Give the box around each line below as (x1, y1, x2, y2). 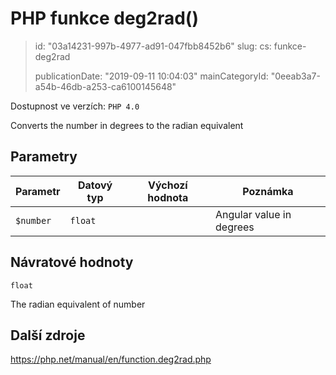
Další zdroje (10, 327, 86, 344)
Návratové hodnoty (10, 254, 134, 271)
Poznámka (242, 184, 294, 198)
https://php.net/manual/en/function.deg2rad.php (10, 353, 212, 366)
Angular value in (215, 207, 292, 221)
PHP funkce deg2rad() (10, 7, 199, 30)
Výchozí (147, 178, 188, 192)
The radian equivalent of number (10, 298, 146, 310)
